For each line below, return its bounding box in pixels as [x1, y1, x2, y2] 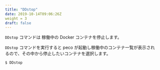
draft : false [5, 20, 32, 26]
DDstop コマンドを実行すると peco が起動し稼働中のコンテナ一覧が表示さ [5, 44, 151, 51]
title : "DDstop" [5, 7, 38, 12]
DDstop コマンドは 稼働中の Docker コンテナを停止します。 [5, 34, 122, 40]
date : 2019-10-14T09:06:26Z [5, 12, 62, 16]
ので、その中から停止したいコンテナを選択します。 [9, 51, 111, 56]
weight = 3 [5, 16, 27, 21]
